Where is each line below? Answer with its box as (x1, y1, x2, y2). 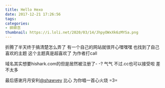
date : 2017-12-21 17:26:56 (5, 12, 61, 17)
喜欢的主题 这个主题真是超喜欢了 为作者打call (5, 50, 98, 56)
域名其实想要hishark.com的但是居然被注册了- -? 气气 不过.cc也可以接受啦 (5, 61, 155, 66)
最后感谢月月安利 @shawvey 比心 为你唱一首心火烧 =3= (5, 77, 118, 83)
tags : (5, 16, 16, 21)
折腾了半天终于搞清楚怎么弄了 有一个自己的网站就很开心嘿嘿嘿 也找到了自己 (5, 44, 160, 50)
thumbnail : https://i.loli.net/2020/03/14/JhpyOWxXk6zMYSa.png (5, 30, 139, 35)
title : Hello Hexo (5, 7, 43, 12)
